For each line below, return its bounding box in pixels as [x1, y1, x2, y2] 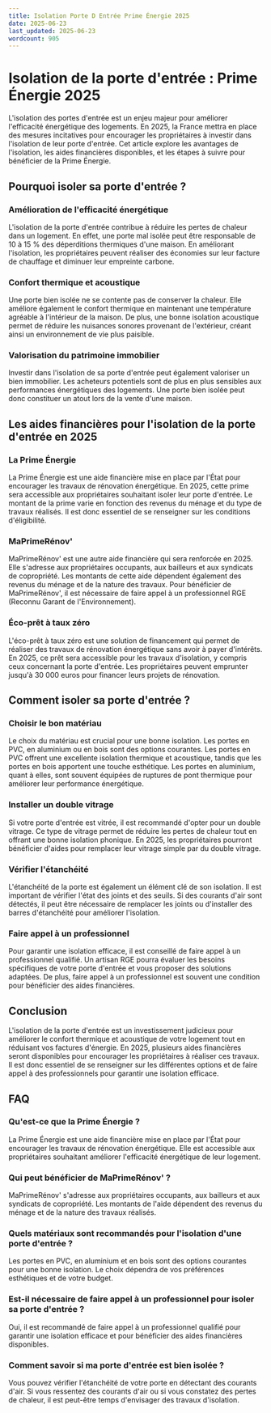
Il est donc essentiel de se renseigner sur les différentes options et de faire [8, 1060, 258, 1070]
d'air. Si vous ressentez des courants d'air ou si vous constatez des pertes [8, 1386, 256, 1396]
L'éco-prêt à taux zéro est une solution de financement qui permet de [8, 636, 240, 645]
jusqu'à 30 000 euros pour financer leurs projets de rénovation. [8, 670, 221, 679]
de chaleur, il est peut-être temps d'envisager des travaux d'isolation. [8, 1395, 240, 1405]
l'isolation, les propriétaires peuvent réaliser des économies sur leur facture [8, 247, 260, 257]
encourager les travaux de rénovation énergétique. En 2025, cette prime [8, 481, 249, 491]
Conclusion [8, 1004, 68, 1017]
